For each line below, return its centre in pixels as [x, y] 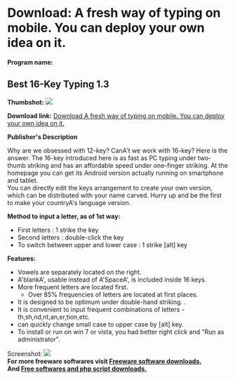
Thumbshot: [26, 102]
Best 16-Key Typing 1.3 [59, 85]
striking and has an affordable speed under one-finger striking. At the [127, 165]
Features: [22, 258]
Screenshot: [25, 353]
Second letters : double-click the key [70, 237]
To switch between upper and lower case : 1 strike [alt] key [102, 244]
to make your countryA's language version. [69, 202]
